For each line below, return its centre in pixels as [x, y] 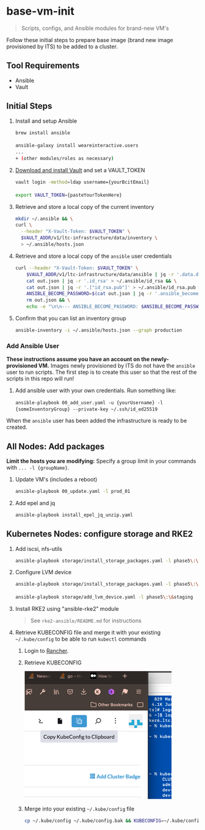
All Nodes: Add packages [56, 446]
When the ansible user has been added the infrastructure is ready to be [97, 421]
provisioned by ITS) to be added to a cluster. [62, 46]
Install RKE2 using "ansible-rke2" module [67, 609]
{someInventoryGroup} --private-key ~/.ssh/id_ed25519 [86, 410]
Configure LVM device [43, 572]
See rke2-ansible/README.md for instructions [86, 621]
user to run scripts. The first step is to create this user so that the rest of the [102, 372]
